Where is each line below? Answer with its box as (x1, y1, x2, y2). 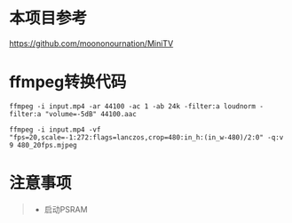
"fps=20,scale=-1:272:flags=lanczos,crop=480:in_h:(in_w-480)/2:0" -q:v (9, 132, 284, 142)
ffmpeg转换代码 (9, 72, 127, 92)
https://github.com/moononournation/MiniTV (9, 37, 174, 49)
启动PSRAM (43, 203, 88, 214)
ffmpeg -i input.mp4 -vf (9, 125, 101, 134)
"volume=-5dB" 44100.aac (44, 109, 138, 118)
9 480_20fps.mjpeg (9, 140, 77, 149)
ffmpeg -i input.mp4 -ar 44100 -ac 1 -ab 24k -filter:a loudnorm (9, 101, 256, 111)
